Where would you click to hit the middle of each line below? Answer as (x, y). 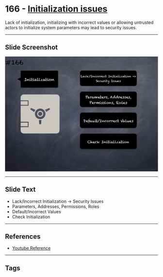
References (23, 236)
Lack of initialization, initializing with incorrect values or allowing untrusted (79, 22)
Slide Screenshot (32, 47)
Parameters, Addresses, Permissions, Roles (56, 206)
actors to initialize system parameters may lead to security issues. (71, 27)
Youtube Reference (31, 248)
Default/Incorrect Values (37, 211)
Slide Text (20, 190)
